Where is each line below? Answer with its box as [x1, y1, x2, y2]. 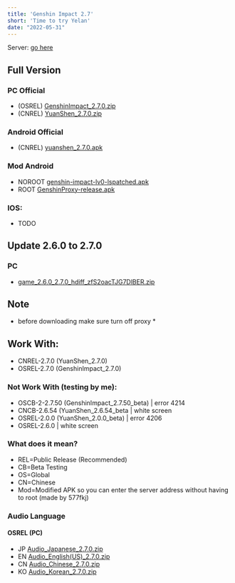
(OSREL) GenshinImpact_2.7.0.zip [17, 101, 116, 111]
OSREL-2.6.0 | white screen [17, 421, 98, 429]
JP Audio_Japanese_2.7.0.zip [17, 544, 103, 553]
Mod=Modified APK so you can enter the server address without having [17, 485, 229, 494]
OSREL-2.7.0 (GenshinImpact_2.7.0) [17, 364, 122, 373]
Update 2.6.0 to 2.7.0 [7, 240, 103, 252]
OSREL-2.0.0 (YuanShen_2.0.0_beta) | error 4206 [17, 414, 162, 422]
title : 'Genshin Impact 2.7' [7, 10, 94, 18]
